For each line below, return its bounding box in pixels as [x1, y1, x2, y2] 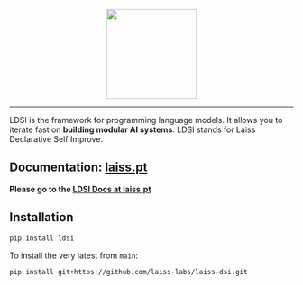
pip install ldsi [9, 234, 75, 243]
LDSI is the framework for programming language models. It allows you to [9, 115, 283, 125]
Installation [9, 209, 74, 225]
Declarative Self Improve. [9, 134, 104, 144]
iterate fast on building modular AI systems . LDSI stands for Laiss [9, 124, 256, 135]
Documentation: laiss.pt [9, 160, 148, 175]
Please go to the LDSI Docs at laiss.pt [9, 183, 151, 194]
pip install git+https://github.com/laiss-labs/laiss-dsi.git [9, 267, 248, 276]
